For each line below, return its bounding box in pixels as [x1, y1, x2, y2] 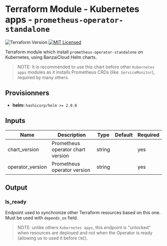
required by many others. [17, 74, 70, 80]
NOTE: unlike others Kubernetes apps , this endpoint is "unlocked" [17, 225, 151, 231]
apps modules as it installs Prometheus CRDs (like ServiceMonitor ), [17, 69, 155, 75]
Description [57, 131, 86, 138]
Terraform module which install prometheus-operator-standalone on [5, 49, 143, 55]
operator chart [51, 146, 85, 153]
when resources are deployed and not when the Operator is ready [17, 230, 153, 236]
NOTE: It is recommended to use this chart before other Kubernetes [17, 64, 155, 70]
